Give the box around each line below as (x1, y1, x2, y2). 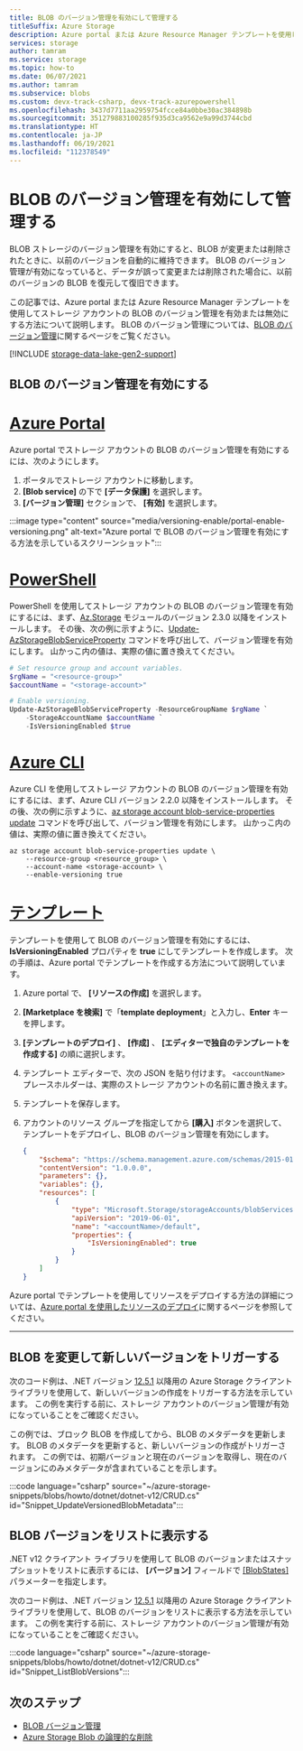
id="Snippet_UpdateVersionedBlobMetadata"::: (9, 1499, 184, 1510)
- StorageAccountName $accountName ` (25, 714, 164, 723)
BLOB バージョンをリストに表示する (9, 1528, 209, 1543)
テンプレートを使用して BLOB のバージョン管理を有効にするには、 (9, 934, 255, 945)
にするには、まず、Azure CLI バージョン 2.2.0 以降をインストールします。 (9, 794, 284, 805)
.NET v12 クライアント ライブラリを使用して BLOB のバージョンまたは (9, 1553, 269, 1564)
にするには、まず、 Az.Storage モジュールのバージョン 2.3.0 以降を (9, 611, 257, 623)
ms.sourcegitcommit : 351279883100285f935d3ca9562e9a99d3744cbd (9, 114, 252, 123)
